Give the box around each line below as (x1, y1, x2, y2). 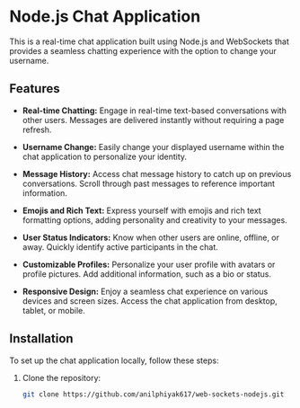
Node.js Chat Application (9, 6, 201, 27)
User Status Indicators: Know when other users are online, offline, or (22, 232, 280, 243)
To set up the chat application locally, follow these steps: (9, 355, 219, 366)
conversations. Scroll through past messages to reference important (22, 178, 276, 189)
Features (9, 81, 60, 96)
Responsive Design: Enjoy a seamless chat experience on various (22, 286, 269, 297)
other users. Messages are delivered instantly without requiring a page (22, 114, 285, 125)
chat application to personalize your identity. (22, 151, 187, 162)
